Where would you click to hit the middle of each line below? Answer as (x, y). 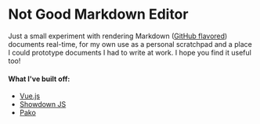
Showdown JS (43, 105)
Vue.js (30, 96)
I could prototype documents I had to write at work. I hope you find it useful (130, 52)
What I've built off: (39, 79)
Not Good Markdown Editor (98, 14)
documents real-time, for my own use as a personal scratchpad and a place (130, 44)
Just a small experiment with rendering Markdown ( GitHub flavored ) (118, 36)
